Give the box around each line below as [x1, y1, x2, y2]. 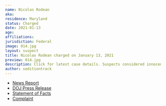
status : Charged [5, 21, 39, 26]
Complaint [12, 96, 34, 101]
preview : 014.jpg [5, 57, 41, 62]
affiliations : [5, 35, 35, 40]
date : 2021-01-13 [5, 26, 41, 30]
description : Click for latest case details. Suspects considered [5, 62, 145, 67]
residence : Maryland [5, 16, 48, 21]
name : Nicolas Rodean [5, 7, 50, 12]
